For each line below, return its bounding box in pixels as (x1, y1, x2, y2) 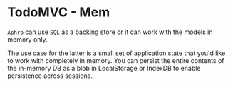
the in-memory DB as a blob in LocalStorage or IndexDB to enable (7, 64, 201, 72)
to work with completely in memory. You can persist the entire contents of (7, 56, 224, 64)
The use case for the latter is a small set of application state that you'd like (7, 49, 226, 57)
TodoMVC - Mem (7, 4, 110, 21)
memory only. (7, 35, 48, 43)
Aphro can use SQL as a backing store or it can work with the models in (7, 28, 213, 36)
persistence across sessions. (7, 71, 93, 80)
